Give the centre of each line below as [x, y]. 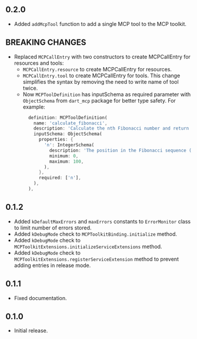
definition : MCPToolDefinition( [68, 117]
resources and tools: [39, 63]
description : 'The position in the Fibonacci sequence [118, 150]
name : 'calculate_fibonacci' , [71, 123]
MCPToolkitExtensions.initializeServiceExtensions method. [88, 246]
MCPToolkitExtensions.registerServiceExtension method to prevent [96, 259]
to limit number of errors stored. [53, 228]
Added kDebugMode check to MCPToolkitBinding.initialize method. [96, 234]
